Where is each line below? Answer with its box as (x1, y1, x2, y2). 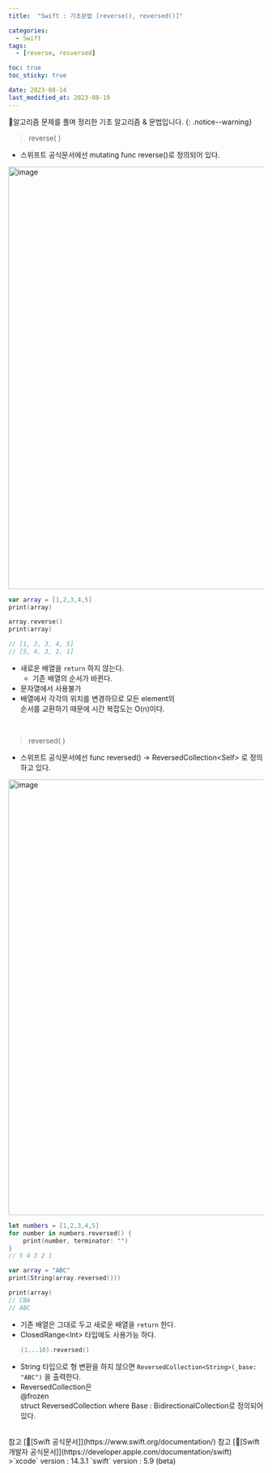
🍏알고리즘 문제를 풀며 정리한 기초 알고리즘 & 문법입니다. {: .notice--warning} (8, 117, 253, 127)
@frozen (19, 1391, 49, 1401)
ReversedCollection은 (19, 1381, 92, 1392)
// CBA (8, 1296, 31, 1304)
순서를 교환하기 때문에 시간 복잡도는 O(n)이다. (19, 704, 165, 713)
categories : (8, 26, 49, 35)
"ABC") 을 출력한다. (19, 1372, 82, 1381)
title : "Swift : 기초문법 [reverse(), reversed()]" (8, 11, 184, 20)
